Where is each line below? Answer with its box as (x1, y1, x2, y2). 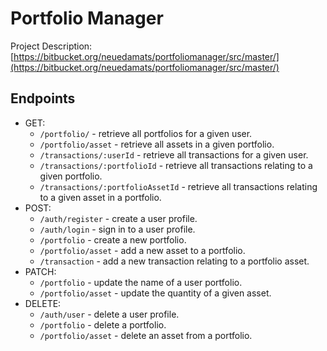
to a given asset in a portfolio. (39, 191, 162, 203)
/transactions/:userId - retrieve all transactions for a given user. (39, 148, 309, 161)
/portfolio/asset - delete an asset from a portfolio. (39, 329, 253, 341)
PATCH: (24, 265, 57, 277)
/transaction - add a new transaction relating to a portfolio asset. (39, 255, 310, 267)
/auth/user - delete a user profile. (39, 308, 180, 320)
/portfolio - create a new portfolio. (39, 233, 187, 246)
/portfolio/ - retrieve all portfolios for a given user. (39, 127, 253, 139)
